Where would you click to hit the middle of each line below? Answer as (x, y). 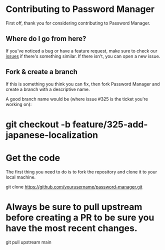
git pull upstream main (29, 242)
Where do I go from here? (46, 39)
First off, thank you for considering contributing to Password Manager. (78, 23)
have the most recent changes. (72, 228)
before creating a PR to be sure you (80, 217)
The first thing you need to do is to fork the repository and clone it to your (81, 171)
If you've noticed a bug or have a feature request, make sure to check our (81, 50)
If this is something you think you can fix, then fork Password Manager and (83, 84)
